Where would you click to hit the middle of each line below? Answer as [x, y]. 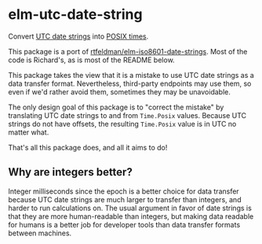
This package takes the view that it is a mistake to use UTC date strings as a [131, 75]
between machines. [40, 233]
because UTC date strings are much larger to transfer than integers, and [125, 199]
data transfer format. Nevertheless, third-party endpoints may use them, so [130, 83]
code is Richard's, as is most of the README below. [91, 60]
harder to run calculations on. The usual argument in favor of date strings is [130, 208]
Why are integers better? [71, 172]
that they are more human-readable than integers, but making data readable [131, 216]
